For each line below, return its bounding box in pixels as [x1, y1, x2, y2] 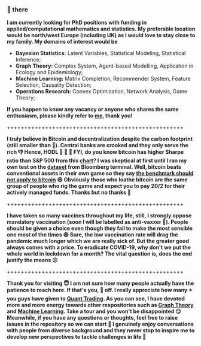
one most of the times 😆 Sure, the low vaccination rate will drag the [7, 231, 178, 238]
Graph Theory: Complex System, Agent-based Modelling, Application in [15, 62, 194, 69]
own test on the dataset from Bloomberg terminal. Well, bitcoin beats [7, 163, 182, 171]
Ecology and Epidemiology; [15, 69, 83, 76]
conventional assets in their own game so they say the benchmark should [7, 170, 194, 177]
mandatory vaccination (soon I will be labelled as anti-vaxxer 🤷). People [7, 218, 188, 226]
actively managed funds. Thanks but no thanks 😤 [7, 189, 131, 196]
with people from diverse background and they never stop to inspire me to [7, 327, 195, 334]
